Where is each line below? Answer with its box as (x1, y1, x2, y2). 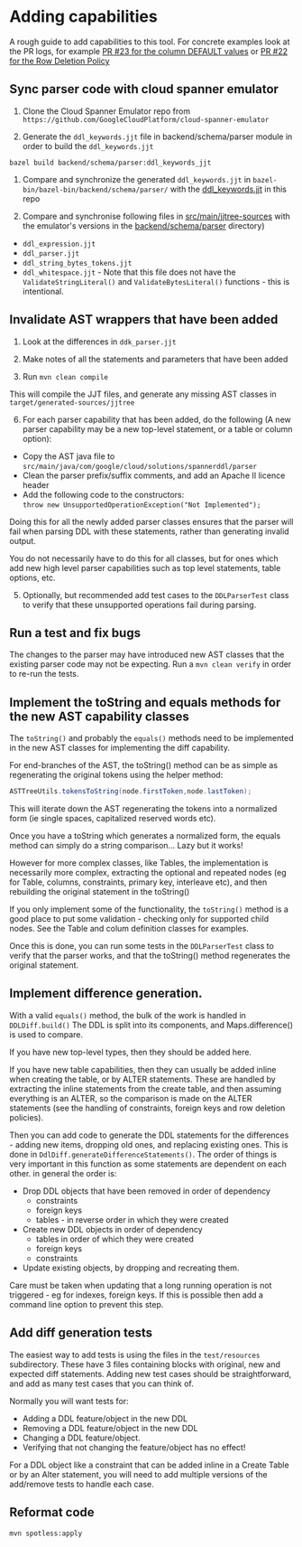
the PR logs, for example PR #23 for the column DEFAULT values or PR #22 (9, 45, 288, 56)
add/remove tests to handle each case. (9, 1478, 155, 1489)
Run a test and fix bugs (9, 625, 142, 641)
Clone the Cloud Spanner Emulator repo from (22, 106, 191, 117)
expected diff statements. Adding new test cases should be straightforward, (9, 1368, 292, 1379)
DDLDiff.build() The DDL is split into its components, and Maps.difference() (9, 1019, 294, 1030)
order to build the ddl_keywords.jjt (22, 140, 154, 151)
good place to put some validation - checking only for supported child (9, 914, 269, 924)
